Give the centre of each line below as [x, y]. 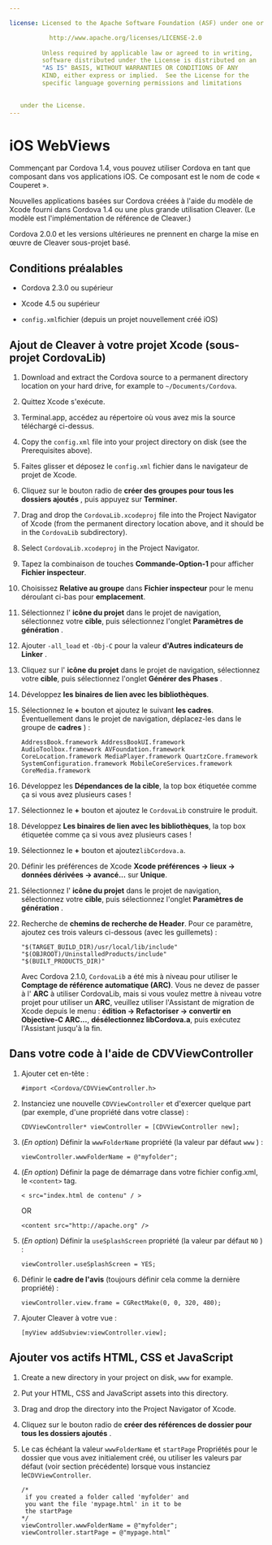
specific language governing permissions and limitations [142, 83]
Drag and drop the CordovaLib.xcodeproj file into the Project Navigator [138, 515]
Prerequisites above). [56, 450]
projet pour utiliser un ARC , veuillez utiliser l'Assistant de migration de [138, 1003]
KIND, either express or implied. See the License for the [146, 76]
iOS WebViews [60, 145]
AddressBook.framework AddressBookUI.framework [103, 742]
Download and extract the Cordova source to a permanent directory [134, 377]
